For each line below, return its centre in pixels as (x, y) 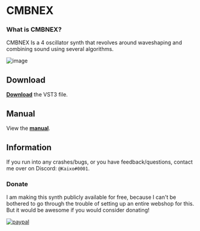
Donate (17, 184)
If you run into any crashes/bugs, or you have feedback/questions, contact (99, 162)
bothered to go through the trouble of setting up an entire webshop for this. (100, 204)
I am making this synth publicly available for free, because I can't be (91, 197)
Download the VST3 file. (37, 95)
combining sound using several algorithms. (60, 49)
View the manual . (28, 129)
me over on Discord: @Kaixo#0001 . (48, 168)
